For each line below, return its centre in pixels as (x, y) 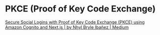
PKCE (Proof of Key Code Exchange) (80, 9)
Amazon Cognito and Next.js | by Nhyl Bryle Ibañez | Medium (67, 27)
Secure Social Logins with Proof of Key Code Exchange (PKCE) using (75, 22)
